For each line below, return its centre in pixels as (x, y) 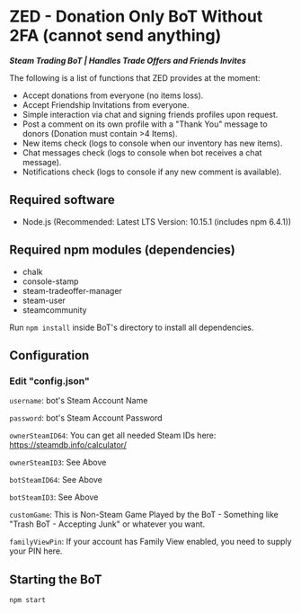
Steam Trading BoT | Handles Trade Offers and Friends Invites (128, 60)
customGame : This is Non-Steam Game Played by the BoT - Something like (144, 515)
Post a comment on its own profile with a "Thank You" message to (145, 124)
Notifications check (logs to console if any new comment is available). (152, 172)
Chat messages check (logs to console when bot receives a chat (142, 152)
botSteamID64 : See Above (56, 480)
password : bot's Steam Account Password (86, 418)
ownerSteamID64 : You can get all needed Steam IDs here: (113, 435)
